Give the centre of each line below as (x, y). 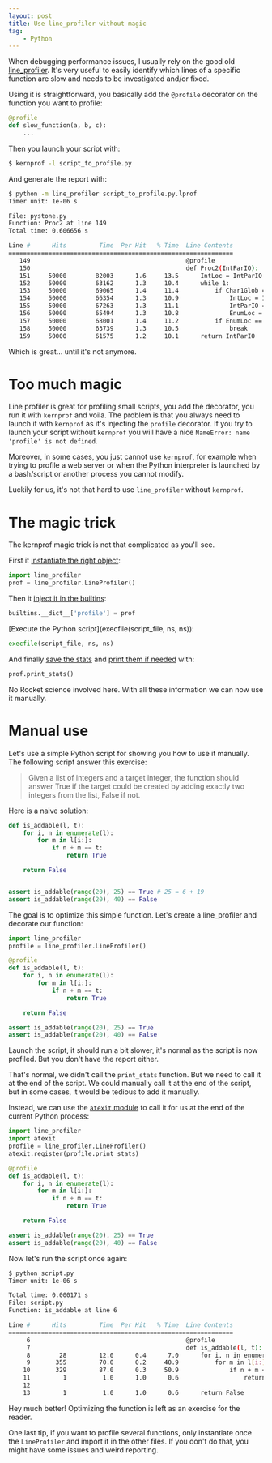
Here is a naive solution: (49, 811)
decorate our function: (46, 923)
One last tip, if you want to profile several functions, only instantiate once (130, 1432)
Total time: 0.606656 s (49, 231)
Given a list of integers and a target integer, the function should (134, 777)
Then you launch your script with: (64, 148)
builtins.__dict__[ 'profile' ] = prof (72, 614)
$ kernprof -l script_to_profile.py (70, 163)
